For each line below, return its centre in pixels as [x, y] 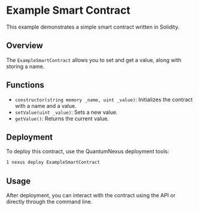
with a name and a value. [45, 105]
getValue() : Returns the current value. [62, 118]
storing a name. [25, 66]
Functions [25, 85]
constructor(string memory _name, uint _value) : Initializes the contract [104, 100]
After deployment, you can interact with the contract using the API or [91, 196]
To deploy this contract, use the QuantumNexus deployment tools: [88, 151]
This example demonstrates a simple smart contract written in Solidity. [93, 27]
